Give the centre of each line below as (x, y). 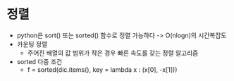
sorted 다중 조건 (39, 61)
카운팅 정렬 (32, 44)
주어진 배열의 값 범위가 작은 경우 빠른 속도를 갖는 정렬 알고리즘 (113, 53)
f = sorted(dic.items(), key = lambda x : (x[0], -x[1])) (102, 69)
